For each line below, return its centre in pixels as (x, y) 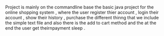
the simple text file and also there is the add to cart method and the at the (81, 23)
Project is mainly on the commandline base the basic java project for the (79, 7)
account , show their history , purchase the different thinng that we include (82, 18)
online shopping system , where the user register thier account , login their (82, 12)
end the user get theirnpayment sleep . (45, 28)
